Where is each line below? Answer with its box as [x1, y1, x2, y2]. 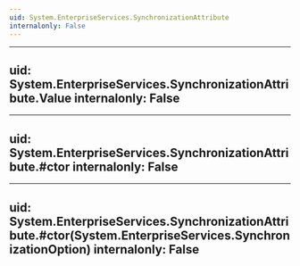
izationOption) [9, 242, 91, 257]
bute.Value [9, 90, 72, 105]
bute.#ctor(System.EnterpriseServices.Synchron [9, 228, 290, 243]
